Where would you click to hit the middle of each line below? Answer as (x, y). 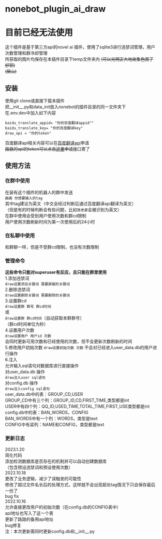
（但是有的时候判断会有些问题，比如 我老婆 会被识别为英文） (63, 209)
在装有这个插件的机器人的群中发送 (39, 192)
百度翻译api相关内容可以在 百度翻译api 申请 (47, 143)
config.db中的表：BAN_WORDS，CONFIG (47, 413)
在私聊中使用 (20, 236)
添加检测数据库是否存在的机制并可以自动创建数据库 (56, 461)
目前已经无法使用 (39, 33)
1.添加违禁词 (17, 278)
